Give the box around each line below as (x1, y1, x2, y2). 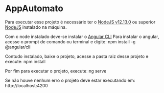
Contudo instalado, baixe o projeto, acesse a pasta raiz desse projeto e (5, 53, 148, 59)
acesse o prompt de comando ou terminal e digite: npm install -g (5, 38, 136, 44)
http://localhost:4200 (5, 82, 48, 88)
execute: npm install (5, 58, 46, 64)
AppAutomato (5, 3, 64, 14)
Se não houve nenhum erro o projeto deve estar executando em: (5, 77, 136, 83)
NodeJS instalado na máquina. (5, 24, 67, 30)
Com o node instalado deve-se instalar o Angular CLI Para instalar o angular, (5, 34, 159, 39)
